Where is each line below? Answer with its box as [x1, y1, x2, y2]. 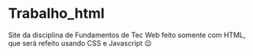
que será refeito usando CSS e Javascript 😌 [8, 38, 152, 47]
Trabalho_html [8, 5, 104, 22]
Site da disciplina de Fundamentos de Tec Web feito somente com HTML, [8, 30, 246, 40]
